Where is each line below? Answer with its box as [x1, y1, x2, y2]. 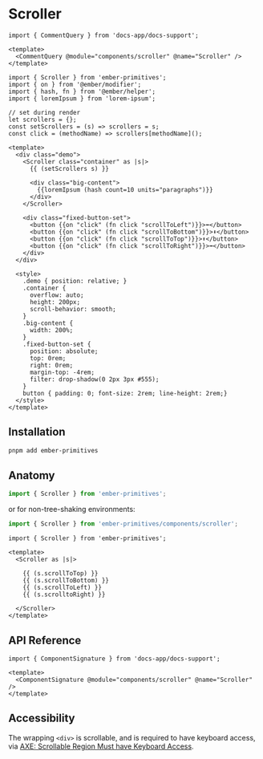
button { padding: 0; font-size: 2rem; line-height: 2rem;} [22, 389, 228, 397]
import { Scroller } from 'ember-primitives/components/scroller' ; [8, 520, 239, 528]
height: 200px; [29, 298, 81, 306]
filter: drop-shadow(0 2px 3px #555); [29, 375, 160, 384]
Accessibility [8, 712, 75, 725]
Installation [8, 425, 66, 439]
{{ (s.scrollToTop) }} [22, 570, 99, 578]
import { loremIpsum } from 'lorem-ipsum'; [8, 94, 156, 103]
